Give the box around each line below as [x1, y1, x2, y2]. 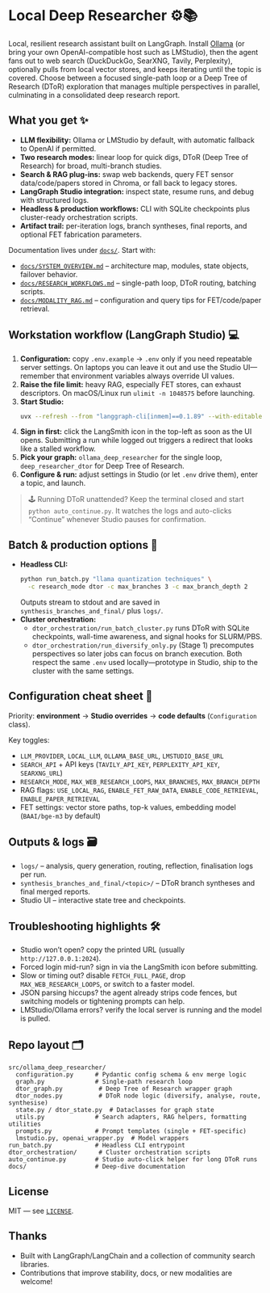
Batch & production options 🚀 [8, 538, 159, 552]
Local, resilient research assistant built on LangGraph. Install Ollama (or [8, 38, 245, 48]
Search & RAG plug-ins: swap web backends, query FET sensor [19, 169, 234, 179]
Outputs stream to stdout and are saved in [19, 597, 160, 607]
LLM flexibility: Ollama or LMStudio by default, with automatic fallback [19, 135, 255, 145]
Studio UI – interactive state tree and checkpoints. [19, 895, 186, 905]
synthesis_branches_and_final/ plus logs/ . [19, 606, 164, 615]
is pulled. [19, 1013, 51, 1023]
